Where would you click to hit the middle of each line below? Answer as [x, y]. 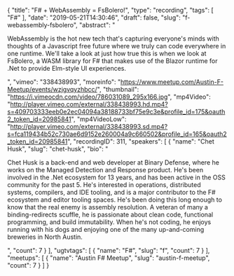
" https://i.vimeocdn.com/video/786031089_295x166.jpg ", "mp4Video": [109, 97]
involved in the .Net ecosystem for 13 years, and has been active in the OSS [117, 177]
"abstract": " [97, 25]
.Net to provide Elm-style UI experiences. [67, 68]
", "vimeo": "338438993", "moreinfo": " [64, 82]
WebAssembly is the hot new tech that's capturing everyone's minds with [113, 39]
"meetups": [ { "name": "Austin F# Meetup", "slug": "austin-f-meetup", [109, 258]
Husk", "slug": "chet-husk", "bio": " [58, 149]
